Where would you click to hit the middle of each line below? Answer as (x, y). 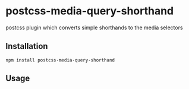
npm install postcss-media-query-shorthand (60, 60)
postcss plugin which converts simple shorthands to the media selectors (94, 27)
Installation (27, 46)
